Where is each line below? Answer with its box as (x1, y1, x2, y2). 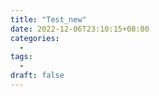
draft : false (10, 71, 65, 81)
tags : (10, 52, 33, 62)
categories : (10, 33, 60, 43)
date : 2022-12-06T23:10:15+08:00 (10, 24, 150, 34)
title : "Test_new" (10, 14, 87, 25)
